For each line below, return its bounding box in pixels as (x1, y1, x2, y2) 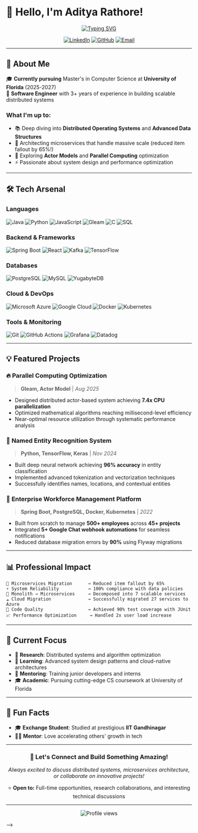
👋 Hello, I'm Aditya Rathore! (6, 5, 143, 19)
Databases (6, 261, 38, 270)
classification (14, 467, 47, 475)
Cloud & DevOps (6, 290, 54, 298)
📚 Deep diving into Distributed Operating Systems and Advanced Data (14, 125, 192, 132)
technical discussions (72, 792, 126, 800)
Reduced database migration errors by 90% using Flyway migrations (14, 539, 183, 546)
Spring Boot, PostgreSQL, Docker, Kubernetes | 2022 (20, 508, 153, 516)
